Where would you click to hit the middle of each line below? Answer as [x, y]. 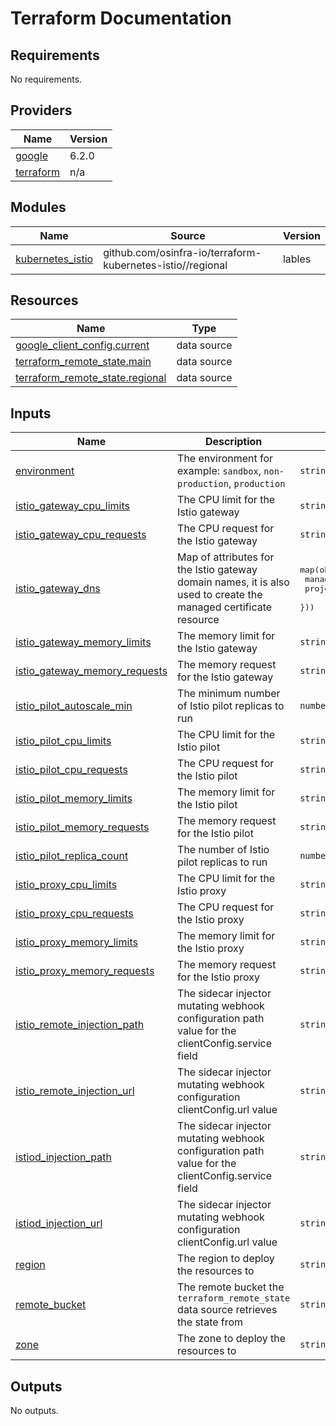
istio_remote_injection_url [75, 1091]
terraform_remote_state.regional [91, 378]
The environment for [225, 459]
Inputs [31, 413]
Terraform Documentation [121, 18]
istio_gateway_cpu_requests [81, 535]
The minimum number [229, 694]
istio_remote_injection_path [80, 1025]
